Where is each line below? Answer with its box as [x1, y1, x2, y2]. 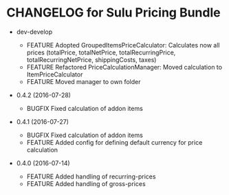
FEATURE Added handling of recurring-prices [26, 172, 156, 181]
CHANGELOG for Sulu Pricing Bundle [6, 5, 221, 21]
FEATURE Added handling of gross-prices [26, 179, 146, 187]
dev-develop [16, 28, 53, 36]
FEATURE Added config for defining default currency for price [26, 138, 203, 146]
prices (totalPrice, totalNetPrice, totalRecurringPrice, [26, 48, 176, 57]
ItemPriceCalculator [26, 70, 83, 79]
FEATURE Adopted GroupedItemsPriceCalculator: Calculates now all [26, 41, 220, 49]
